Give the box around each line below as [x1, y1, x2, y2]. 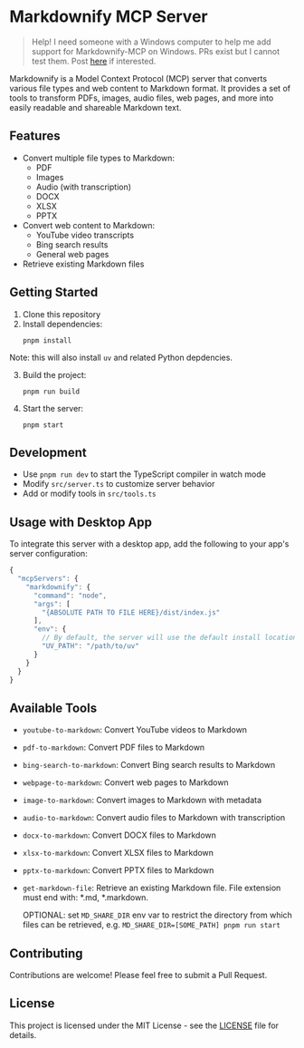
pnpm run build [22, 387, 81, 396]
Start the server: [22, 403, 84, 413]
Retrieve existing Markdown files [22, 258, 145, 269]
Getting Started [9, 285, 99, 300]
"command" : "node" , [33, 591, 107, 600]
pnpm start [22, 420, 64, 430]
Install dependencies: [22, 318, 103, 329]
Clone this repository [22, 308, 101, 319]
